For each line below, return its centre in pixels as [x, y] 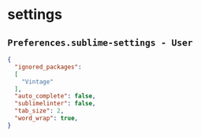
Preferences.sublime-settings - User [100, 43]
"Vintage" [38, 81]
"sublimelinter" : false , [55, 104]
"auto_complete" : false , [55, 96]
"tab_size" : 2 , [39, 111]
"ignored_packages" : [48, 67]
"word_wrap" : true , [47, 118]
